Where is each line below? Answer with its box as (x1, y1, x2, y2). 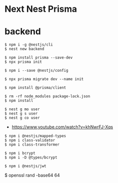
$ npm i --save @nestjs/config (4, 68, 69, 73)
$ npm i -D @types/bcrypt (4, 155, 57, 160)
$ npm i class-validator (4, 138, 55, 143)
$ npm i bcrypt (4, 151, 36, 156)
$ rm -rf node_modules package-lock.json (4, 94, 91, 99)
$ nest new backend (4, 47, 45, 52)
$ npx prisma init (4, 60, 42, 64)
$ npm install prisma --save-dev (4, 55, 73, 60)
